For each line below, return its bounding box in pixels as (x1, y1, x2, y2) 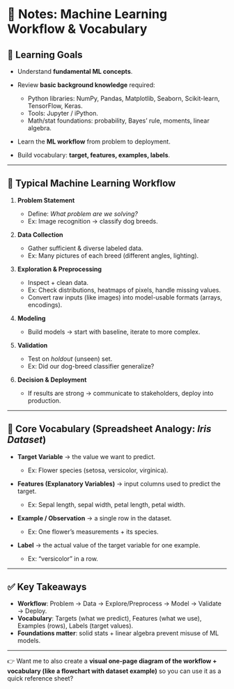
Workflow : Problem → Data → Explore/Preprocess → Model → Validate (17, 599, 221, 608)
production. (27, 396, 61, 405)
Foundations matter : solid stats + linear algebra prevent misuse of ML (17, 629, 219, 637)
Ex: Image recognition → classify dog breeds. (27, 217, 158, 225)
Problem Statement (17, 196, 75, 204)
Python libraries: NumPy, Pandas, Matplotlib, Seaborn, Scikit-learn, (27, 94, 220, 102)
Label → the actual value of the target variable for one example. (17, 541, 201, 549)
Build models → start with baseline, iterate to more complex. (27, 327, 201, 336)
